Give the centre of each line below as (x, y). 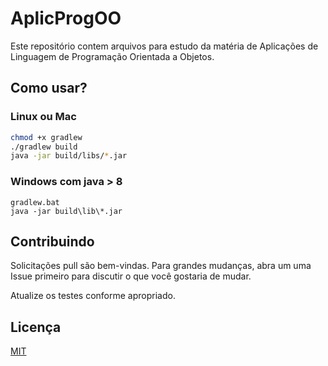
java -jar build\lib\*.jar (66, 211)
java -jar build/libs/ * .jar (69, 156)
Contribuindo (52, 241)
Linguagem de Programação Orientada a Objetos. (112, 56)
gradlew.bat (35, 202)
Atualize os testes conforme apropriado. (93, 296)
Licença (36, 327)
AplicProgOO (66, 18)
